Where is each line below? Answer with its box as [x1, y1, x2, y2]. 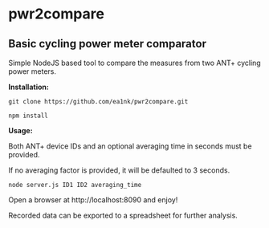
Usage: [8, 126, 34, 135]
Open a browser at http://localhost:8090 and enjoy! [8, 195, 178, 205]
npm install [8, 112, 48, 120]
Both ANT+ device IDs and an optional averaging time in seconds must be [8, 141, 252, 151]
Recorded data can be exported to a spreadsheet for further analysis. [8, 210, 238, 220]
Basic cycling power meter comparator [8, 37, 207, 51]
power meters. [8, 67, 57, 76]
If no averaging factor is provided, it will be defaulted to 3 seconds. [8, 165, 230, 175]
